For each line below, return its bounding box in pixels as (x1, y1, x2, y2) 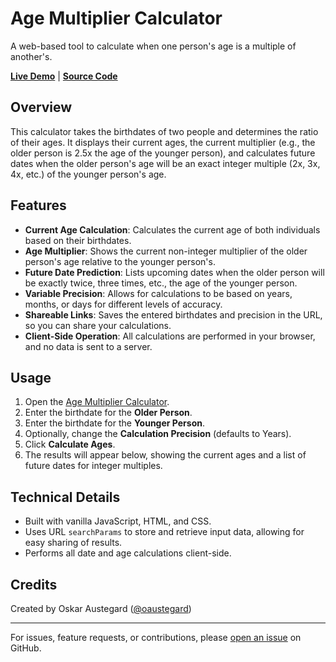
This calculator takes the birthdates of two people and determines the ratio (10, 125, 319, 137)
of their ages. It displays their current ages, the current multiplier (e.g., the (10, 136, 316, 148)
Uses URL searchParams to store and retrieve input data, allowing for (24, 526, 305, 538)
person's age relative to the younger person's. (24, 255, 216, 267)
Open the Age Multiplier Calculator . (24, 396, 170, 408)
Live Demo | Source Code (10, 70, 118, 82)
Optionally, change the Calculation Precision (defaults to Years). (24, 428, 292, 440)
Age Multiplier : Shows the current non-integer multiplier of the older (24, 245, 308, 257)
